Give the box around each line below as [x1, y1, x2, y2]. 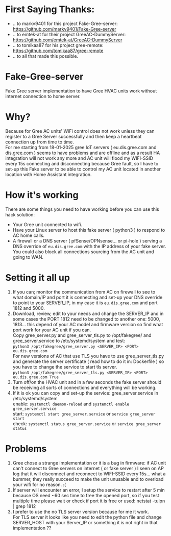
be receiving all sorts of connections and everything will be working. [12, 384, 157, 391]
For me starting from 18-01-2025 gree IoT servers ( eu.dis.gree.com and [5, 144, 157, 150]
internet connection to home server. [5, 93, 81, 99]
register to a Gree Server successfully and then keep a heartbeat [5, 133, 142, 139]
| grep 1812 [12, 503, 36, 509]
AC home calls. [12, 232, 45, 238]
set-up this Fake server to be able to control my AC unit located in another [5, 166, 161, 172]
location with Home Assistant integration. [5, 171, 92, 177]
